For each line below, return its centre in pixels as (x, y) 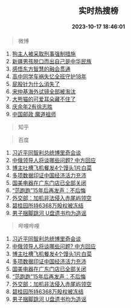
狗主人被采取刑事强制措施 (44, 54)
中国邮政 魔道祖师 (34, 114)
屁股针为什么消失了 (36, 84)
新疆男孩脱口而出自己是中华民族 (52, 61)
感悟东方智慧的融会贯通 (41, 69)
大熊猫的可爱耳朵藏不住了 (44, 99)
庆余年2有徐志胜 (32, 106)
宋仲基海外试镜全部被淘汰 (44, 91)
